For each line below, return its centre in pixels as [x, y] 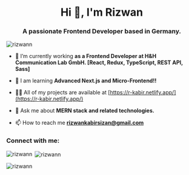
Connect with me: [33, 140]
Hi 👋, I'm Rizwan [102, 12]
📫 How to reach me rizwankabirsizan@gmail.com [79, 123]
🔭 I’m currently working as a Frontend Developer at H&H [85, 56]
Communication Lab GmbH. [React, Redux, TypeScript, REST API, [99, 62]
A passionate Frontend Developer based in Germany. [102, 31]
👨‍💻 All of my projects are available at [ [62, 93]
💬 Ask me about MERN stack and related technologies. [85, 111]
